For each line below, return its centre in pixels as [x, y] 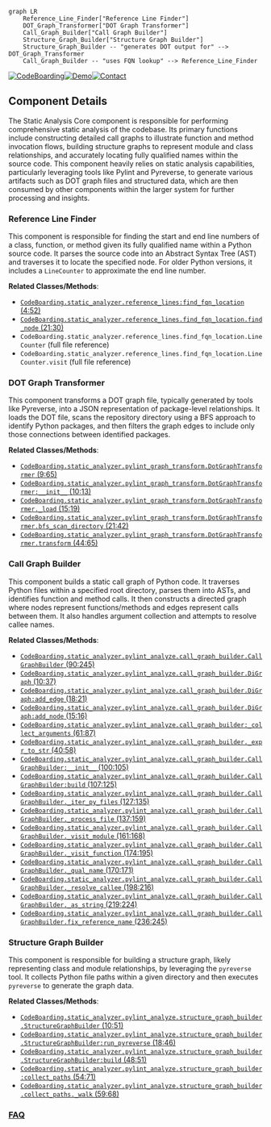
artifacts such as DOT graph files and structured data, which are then [123, 181]
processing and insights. [49, 198]
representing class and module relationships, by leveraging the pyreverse [130, 968]
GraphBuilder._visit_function [71, 854]
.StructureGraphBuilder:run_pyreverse [85, 1043]
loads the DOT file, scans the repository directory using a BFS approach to [132, 417]
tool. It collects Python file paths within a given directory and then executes [133, 977]
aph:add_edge [42, 699]
